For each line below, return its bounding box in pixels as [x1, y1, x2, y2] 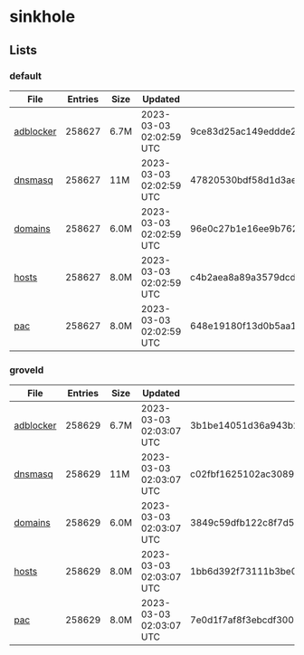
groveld [9, 364, 44, 376]
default [9, 70, 43, 82]
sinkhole [9, 6, 75, 27]
